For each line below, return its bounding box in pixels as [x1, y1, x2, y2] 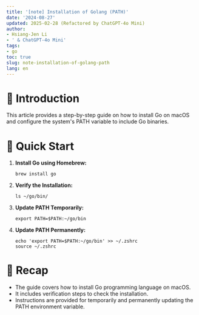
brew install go [15, 171, 56, 177]
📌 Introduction [6, 92, 80, 105]
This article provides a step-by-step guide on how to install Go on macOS [6, 112, 190, 119]
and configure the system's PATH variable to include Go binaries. [6, 118, 169, 125]
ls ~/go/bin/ [15, 194, 49, 200]
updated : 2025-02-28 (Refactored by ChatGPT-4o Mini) [6, 20, 146, 26]
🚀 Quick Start [6, 139, 75, 153]
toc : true [6, 54, 32, 60]
